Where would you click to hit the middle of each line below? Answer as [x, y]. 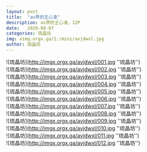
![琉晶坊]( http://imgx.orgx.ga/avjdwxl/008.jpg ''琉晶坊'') [74, 113]
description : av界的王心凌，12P [43, 22]
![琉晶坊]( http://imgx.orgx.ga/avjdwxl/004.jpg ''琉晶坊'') [74, 84]
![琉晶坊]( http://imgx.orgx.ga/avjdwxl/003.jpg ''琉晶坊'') [74, 77]
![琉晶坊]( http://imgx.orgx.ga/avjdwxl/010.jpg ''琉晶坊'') [73, 128]
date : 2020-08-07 [30, 28]
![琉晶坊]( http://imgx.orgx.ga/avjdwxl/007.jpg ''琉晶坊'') [73, 106]
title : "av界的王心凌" [33, 17]
